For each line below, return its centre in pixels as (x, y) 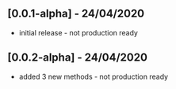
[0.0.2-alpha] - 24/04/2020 (78, 58)
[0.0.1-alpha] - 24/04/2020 (76, 14)
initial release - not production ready (78, 32)
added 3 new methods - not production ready (93, 76)
